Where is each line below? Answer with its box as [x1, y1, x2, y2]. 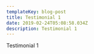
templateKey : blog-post [6, 8, 67, 15]
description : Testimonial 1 [6, 25, 78, 32]
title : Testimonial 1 [6, 14, 61, 20]
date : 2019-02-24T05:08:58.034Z [6, 20, 88, 26]
